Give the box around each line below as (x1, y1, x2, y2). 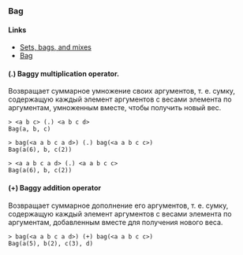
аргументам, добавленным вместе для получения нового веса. (8, 217, 223, 227)
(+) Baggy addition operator (8, 183, 101, 192)
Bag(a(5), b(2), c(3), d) (8, 239, 93, 247)
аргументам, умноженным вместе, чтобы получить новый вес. (8, 103, 222, 113)
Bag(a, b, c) (8, 125, 51, 133)
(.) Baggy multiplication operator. (8, 68, 120, 78)
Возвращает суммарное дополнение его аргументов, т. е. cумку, (8, 201, 229, 210)
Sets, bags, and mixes (19, 42, 92, 52)
